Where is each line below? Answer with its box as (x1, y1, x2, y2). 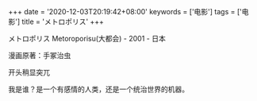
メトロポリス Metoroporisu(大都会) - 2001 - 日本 (8, 34, 167, 43)
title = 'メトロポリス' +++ (21, 17, 105, 26)
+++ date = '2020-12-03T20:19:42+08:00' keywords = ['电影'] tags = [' (8, 7, 242, 16)
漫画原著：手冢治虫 (8, 51, 71, 60)
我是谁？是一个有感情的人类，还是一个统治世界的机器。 (8, 84, 189, 94)
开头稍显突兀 (8, 68, 50, 77)
